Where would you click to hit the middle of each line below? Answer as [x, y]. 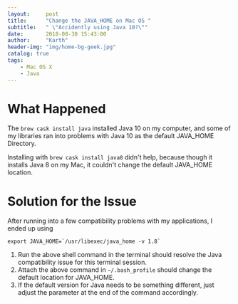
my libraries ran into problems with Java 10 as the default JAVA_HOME [111, 136]
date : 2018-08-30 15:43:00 [57, 34]
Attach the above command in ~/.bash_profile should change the [115, 270]
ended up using [30, 229]
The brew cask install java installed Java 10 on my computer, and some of [119, 128]
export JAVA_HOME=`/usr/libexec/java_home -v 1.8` [84, 242]
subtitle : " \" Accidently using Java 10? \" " [78, 27]
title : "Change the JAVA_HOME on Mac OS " [79, 21]
